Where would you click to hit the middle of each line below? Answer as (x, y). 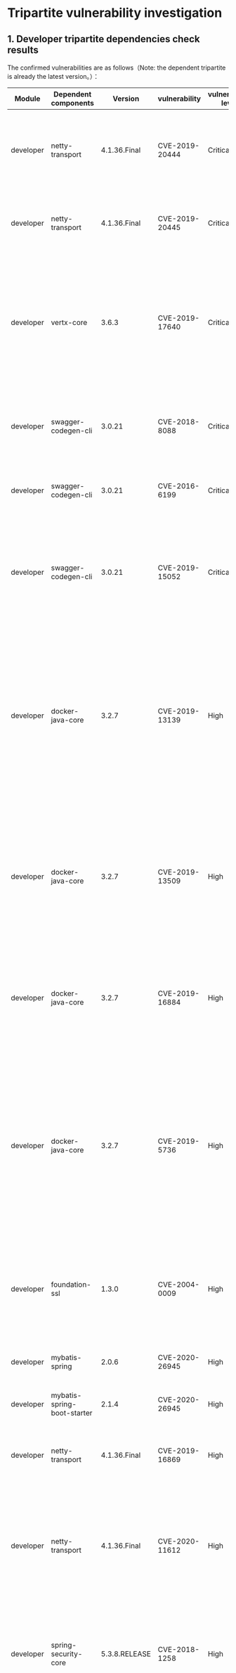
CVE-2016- (179, 486)
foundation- (71, 1284)
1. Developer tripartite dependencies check (104, 39)
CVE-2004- (179, 1284)
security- (67, 1654)
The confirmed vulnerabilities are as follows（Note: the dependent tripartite (117, 68)
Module (27, 98)
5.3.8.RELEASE (126, 1654)
